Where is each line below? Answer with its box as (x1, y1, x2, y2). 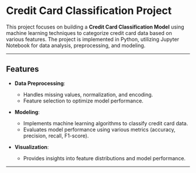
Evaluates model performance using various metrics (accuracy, (23, 126, 176, 133)
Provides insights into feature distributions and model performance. (23, 154, 185, 161)
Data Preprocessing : (14, 80, 65, 87)
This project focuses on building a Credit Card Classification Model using (6, 23, 185, 30)
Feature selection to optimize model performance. (23, 97, 144, 104)
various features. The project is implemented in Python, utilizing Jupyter (6, 36, 180, 43)
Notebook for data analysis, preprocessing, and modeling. (6, 42, 146, 49)
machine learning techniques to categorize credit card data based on (6, 29, 172, 36)
